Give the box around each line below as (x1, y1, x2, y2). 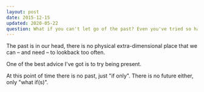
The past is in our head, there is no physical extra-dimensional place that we (6, 42, 197, 50)
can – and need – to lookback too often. (6, 49, 105, 56)
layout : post (6, 8, 39, 15)
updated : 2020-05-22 (6, 20, 59, 26)
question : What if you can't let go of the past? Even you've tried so (6, 25, 191, 32)
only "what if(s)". (6, 79, 49, 86)
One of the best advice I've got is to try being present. (6, 61, 141, 68)
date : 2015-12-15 (6, 15, 50, 21)
